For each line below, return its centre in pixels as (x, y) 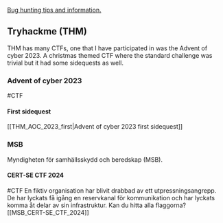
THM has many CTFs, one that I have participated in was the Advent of (107, 48)
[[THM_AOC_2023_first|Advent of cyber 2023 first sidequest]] (95, 127)
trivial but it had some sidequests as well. (65, 63)
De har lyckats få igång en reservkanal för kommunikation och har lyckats (111, 198)
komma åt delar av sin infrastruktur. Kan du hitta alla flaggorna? (97, 205)
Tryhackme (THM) (47, 31)
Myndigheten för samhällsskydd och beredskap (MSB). (85, 159)
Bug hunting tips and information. (54, 10)
